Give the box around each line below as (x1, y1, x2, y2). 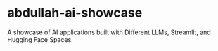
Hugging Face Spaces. (7, 35, 74, 43)
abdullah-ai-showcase (7, 5, 143, 21)
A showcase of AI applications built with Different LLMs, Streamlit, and (7, 28, 211, 36)
